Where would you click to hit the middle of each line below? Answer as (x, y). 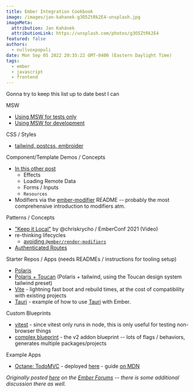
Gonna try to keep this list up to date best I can (63, 94)
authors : (17, 45)
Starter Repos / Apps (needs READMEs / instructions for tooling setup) (91, 259)
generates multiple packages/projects (61, 343)
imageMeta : (19, 22)
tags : (13, 61)
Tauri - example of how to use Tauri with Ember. (73, 302)
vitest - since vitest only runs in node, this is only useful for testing (95, 325)
